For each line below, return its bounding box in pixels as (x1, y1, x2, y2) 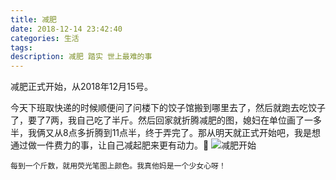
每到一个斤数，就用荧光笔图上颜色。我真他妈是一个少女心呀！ (10, 161, 227, 171)
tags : (10, 42, 33, 53)
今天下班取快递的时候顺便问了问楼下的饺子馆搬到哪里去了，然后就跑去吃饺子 (10, 102, 326, 114)
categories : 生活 (10, 33, 80, 43)
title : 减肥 (10, 14, 57, 25)
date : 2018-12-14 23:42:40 (10, 24, 123, 34)
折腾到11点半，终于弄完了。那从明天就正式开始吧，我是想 (85, 127, 322, 139)
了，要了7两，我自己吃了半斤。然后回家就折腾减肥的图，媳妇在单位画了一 (10, 114, 313, 126)
